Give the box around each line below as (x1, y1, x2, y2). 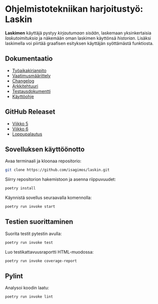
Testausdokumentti (12, 88, 51, 94)
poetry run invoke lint (5, 294, 53, 299)
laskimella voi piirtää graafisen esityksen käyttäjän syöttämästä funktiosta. (5, 40, 154, 46)
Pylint (5, 272, 23, 280)
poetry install (5, 186, 36, 191)
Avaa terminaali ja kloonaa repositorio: (5, 158, 82, 164)
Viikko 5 (12, 121, 28, 127)
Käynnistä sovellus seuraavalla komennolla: (5, 195, 92, 201)
